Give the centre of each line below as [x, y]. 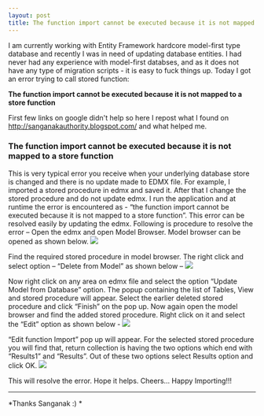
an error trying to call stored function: [69, 79]
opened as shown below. [48, 241]
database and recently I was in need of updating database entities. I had [125, 54]
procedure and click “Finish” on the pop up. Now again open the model [123, 306]
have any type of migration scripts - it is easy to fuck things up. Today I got [130, 70]
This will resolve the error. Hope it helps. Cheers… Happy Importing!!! [120, 381]
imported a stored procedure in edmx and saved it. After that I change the [127, 190]
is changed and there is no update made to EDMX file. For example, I [119, 181]
